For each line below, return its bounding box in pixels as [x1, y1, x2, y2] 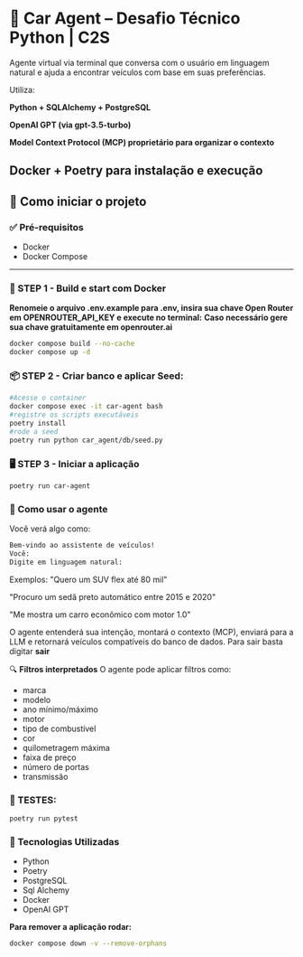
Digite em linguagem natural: [9, 558, 124, 567]
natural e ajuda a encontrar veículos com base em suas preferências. [9, 67, 266, 78]
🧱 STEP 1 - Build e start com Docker [9, 282, 167, 295]
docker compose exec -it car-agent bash [9, 402, 164, 411]
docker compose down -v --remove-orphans [9, 939, 168, 948]
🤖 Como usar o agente [9, 502, 108, 515]
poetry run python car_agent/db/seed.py [9, 436, 164, 445]
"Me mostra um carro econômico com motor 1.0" [9, 609, 191, 620]
